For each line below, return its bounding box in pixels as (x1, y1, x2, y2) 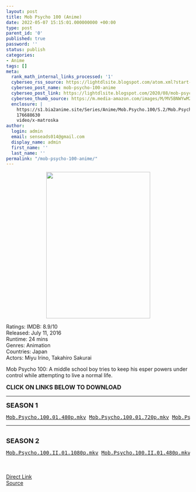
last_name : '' (11, 150, 45, 156)
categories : (6, 52, 35, 58)
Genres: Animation (6, 342, 51, 349)
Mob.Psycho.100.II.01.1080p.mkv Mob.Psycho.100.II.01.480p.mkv (6, 449, 191, 456)
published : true (6, 36, 45, 42)
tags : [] (6, 63, 27, 69)
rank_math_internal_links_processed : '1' (11, 74, 114, 80)
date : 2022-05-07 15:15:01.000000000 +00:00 (6, 19, 116, 25)
